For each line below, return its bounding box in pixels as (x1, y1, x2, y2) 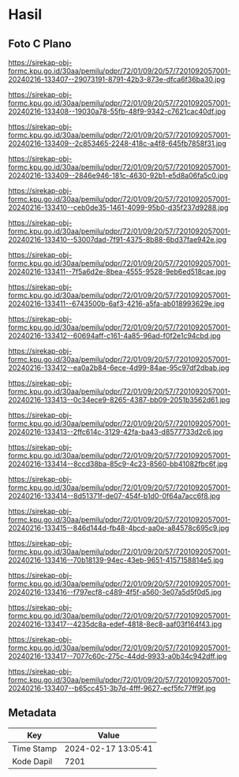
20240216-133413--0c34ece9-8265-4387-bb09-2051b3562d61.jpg (8, 395, 230, 404)
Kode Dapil (12, 756, 53, 767)
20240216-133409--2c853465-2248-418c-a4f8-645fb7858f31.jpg (8, 139, 227, 148)
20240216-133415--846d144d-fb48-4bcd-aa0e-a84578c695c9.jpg (8, 523, 230, 532)
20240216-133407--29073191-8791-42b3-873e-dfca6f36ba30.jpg (8, 75, 226, 84)
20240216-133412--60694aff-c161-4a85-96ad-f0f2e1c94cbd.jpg (8, 331, 221, 340)
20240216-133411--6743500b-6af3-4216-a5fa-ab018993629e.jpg (8, 299, 225, 308)
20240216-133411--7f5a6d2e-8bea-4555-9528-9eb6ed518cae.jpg (8, 267, 226, 276)
